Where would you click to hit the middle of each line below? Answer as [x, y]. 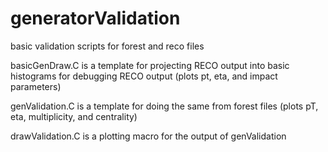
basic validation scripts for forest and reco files [107, 46]
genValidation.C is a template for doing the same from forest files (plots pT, [164, 106]
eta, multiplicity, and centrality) [74, 116]
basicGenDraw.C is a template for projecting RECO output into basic [150, 65]
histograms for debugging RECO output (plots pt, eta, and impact [144, 76]
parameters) [36, 86]
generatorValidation [95, 18]
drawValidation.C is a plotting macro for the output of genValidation [148, 136]
